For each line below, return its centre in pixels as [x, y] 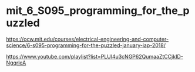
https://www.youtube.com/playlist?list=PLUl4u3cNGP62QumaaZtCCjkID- [95, 56]
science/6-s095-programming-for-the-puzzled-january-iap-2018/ [86, 45]
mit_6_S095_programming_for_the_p [98, 11]
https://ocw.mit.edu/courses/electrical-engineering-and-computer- [88, 39]
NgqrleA [16, 63]
